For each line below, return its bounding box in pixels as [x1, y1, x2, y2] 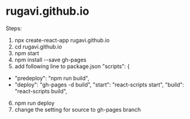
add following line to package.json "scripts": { [14, 63, 130, 70]
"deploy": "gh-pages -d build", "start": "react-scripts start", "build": [14, 81, 185, 88]
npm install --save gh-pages [14, 56, 87, 63]
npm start [14, 49, 39, 56]
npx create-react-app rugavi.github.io [14, 36, 110, 44]
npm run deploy [14, 99, 55, 107]
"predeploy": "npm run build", [14, 74, 90, 82]
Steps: [5, 25, 22, 32]
